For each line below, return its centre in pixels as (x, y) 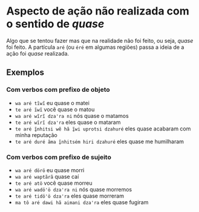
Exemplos (25, 73)
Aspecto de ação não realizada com (98, 11)
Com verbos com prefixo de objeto (58, 90)
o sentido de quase (55, 24)
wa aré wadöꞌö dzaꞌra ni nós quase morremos (73, 189)
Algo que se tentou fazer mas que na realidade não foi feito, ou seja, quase (100, 40)
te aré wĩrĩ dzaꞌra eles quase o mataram (68, 122)
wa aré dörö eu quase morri (50, 170)
